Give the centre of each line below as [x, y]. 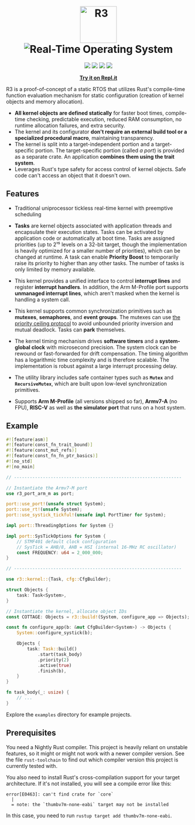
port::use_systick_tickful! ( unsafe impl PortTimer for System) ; [86, 515]
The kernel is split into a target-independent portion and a [84, 144]
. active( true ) [54, 665]
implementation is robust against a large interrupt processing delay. [96, 366]
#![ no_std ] [19, 461]
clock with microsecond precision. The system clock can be [104, 347]
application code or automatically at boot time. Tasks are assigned [95, 238]
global [22, 347]
